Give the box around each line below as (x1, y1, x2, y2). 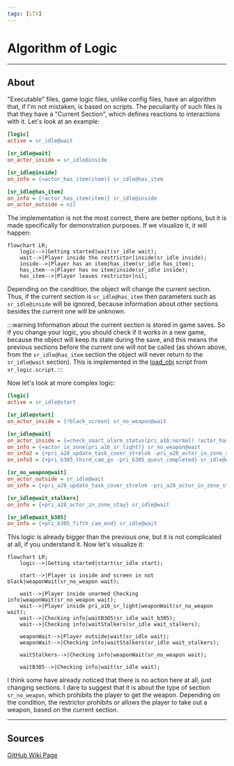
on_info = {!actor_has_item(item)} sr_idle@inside (7, 195, 157, 202)
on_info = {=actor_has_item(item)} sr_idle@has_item (7, 175, 164, 182)
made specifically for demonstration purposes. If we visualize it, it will (7, 221, 208, 230)
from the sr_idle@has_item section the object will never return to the (7, 351, 203, 359)
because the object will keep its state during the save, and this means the (7, 336, 218, 344)
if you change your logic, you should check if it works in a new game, (7, 328, 206, 337)
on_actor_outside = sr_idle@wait (7, 476, 104, 483)
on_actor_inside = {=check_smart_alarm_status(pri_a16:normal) (7, 437, 195, 444)
